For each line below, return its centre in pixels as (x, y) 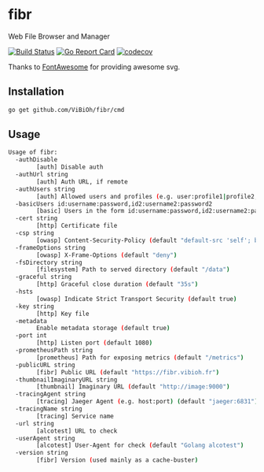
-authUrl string (42, 175)
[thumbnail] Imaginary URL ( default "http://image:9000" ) (133, 387)
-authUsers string (46, 189)
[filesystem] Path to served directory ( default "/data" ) (133, 269)
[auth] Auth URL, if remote (82, 182)
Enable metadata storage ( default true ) (103, 329)
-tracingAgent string (51, 394)
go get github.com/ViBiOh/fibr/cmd (66, 110)
